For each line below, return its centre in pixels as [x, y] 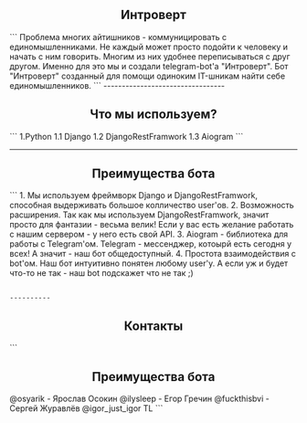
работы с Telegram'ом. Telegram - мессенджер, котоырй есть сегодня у [151, 244]
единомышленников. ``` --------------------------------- [117, 85]
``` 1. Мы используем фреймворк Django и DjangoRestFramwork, [134, 196]
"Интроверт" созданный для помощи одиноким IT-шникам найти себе [148, 76]
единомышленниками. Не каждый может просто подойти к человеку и [149, 47]
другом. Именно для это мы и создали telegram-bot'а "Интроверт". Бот [149, 66]
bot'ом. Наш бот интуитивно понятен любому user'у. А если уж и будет [149, 263]
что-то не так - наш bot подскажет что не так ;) [101, 273]
